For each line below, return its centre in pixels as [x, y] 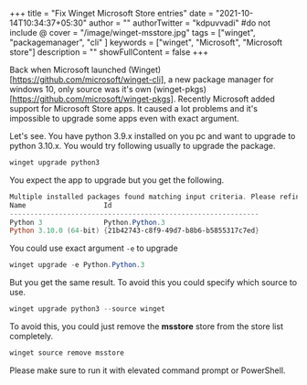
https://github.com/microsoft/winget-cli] [88, 80]
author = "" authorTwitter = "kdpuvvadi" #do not [180, 23]
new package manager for [224, 80]
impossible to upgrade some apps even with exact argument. [124, 118]
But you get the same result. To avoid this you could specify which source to [153, 283]
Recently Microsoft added [227, 99]
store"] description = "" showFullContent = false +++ [109, 52]
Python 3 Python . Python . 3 [88, 222]
